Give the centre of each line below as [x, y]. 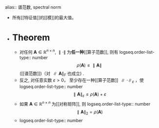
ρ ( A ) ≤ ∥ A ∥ [89, 65]
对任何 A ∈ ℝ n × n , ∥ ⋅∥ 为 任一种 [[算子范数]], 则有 [69, 51]
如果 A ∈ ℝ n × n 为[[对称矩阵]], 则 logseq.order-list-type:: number [85, 103]
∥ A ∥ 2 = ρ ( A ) [90, 112]
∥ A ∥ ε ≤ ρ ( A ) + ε [90, 95]
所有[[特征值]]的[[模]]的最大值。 [44, 18]
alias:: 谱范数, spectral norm [33, 7]
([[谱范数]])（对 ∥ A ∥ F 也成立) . [52, 74]
